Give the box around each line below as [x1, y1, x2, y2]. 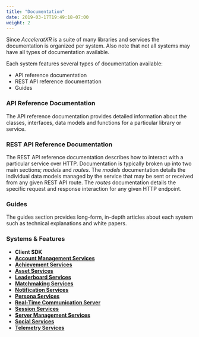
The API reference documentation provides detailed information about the [6, 112, 187, 119]
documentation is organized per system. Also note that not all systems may [6, 42, 190, 49]
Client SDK [14, 248, 43, 256]
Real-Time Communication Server [14, 298, 101, 306]
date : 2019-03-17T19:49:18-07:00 [6, 14, 89, 20]
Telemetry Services [14, 324, 65, 331]
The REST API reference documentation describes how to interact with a [6, 153, 184, 160]
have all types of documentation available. [6, 49, 110, 56]
